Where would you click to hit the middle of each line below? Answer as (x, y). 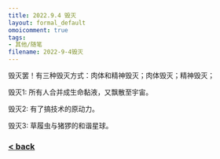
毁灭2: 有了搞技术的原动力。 (54, 109)
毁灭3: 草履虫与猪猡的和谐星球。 (60, 126)
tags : (17, 37)
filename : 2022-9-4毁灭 (46, 52)
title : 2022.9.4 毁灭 (42, 15)
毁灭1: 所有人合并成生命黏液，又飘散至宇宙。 (81, 92)
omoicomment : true (38, 30)
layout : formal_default (47, 23)
